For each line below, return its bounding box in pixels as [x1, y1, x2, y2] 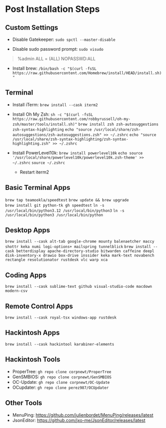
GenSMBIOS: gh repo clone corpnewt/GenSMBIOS [12, 374, 112, 380]
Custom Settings [5, 23, 59, 32]
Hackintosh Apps [5, 329, 60, 337]
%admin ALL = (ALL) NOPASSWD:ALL [17, 56, 96, 62]
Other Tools [5, 399, 42, 407]
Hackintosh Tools [5, 355, 61, 364]
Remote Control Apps [5, 302, 73, 310]
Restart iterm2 [19, 169, 49, 175]
